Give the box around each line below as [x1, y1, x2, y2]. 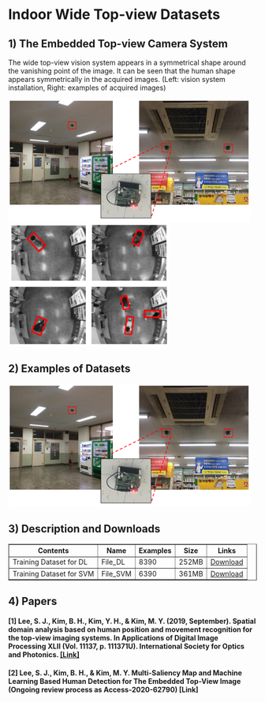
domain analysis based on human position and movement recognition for [8, 625, 253, 634]
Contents [38, 546, 69, 555]
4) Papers [8, 594, 58, 608]
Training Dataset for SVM [13, 569, 95, 578]
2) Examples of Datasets [8, 362, 131, 375]
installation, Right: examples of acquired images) [8, 83, 166, 92]
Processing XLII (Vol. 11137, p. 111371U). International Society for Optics [8, 641, 244, 652]
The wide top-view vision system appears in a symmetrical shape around [8, 58, 246, 67]
